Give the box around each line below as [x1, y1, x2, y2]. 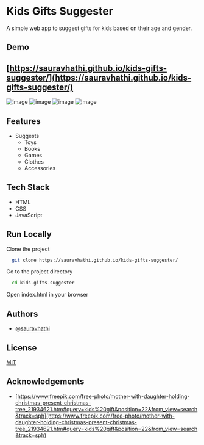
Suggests [15, 132, 40, 139]
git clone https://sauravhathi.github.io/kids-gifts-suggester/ [12, 257, 178, 263]
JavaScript [15, 211, 43, 219]
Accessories [24, 164, 56, 172]
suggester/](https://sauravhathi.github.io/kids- [6, 72, 192, 83]
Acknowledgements [6, 377, 85, 387]
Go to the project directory [6, 268, 73, 275]
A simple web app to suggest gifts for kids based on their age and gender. [6, 24, 192, 32]
